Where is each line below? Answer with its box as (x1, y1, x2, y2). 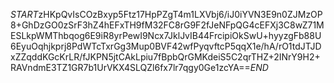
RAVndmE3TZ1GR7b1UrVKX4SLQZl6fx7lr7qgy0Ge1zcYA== (10, 62, 251, 73)
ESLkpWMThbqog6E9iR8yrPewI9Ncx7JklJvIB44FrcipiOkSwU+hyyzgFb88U (10, 30, 322, 41)
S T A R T (10, 9, 39, 20)
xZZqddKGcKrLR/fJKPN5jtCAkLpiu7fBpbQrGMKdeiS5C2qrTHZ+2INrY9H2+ (10, 51, 321, 63)
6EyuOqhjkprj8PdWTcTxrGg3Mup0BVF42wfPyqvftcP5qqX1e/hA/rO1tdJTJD (10, 40, 322, 52)
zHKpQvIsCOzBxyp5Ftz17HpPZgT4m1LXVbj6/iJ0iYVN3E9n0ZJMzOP (38, 9, 323, 20)
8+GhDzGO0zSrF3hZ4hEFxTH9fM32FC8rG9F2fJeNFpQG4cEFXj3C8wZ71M (10, 19, 325, 31)
